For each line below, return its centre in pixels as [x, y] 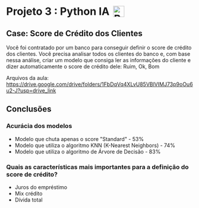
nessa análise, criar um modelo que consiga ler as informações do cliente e [99, 60]
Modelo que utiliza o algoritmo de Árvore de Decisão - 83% [88, 151]
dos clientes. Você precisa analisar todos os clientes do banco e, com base [98, 54]
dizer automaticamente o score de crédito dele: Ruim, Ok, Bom [83, 66]
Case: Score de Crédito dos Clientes [74, 33]
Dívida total [29, 200]
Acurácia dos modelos [39, 126]
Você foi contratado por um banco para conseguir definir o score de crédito [99, 47]
